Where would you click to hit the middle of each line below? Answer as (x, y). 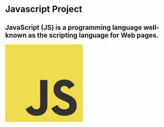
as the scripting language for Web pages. (93, 35)
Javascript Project (44, 9)
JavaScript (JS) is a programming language (74, 28)
